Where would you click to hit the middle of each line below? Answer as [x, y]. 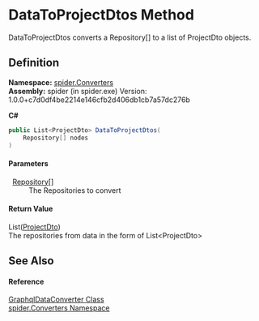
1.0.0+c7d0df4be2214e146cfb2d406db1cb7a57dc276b [99, 100]
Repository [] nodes [56, 138]
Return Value [31, 209]
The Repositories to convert [75, 190]
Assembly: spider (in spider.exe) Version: [78, 91]
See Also [31, 261]
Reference [26, 281]
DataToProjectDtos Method [101, 15]
